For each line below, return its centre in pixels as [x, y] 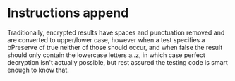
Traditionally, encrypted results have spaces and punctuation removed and [116, 32]
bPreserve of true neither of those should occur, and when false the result [115, 47]
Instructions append [68, 13]
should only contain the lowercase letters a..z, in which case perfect [107, 55]
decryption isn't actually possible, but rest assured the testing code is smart [117, 62]
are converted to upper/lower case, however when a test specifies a [106, 39]
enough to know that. [38, 70]
